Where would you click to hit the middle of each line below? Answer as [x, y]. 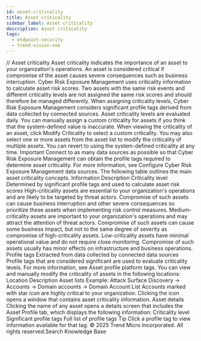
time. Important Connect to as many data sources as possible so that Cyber [100, 152]
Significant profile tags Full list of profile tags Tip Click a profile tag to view [98, 318]
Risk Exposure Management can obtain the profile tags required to [88, 158]
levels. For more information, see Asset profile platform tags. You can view [99, 267]
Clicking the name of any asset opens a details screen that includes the [95, 305]
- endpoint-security [37, 40]
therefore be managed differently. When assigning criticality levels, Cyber [97, 101]
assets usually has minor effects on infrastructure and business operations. [100, 248]
